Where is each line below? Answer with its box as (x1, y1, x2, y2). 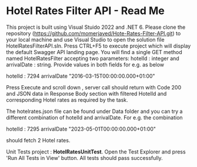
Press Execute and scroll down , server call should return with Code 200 (6, 83, 181, 91)
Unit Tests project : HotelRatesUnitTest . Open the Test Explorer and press (6, 148, 186, 155)
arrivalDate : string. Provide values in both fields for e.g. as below (6, 61, 165, 68)
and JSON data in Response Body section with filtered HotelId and (6, 90, 167, 97)
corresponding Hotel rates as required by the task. (6, 96, 128, 103)
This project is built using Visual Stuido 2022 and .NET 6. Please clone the (6, 24, 186, 31)
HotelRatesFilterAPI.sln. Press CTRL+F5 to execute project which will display (6, 42, 191, 49)
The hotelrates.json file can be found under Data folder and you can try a (6, 108, 183, 115)
